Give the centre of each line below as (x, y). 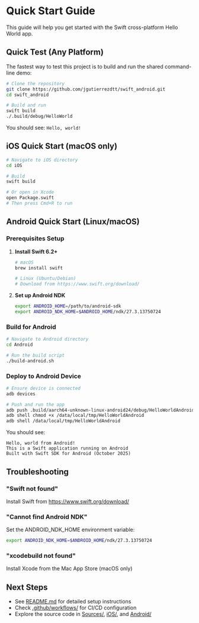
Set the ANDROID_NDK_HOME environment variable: (70, 530)
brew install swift (39, 268)
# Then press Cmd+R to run (39, 203)
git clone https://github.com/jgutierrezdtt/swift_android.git (86, 89)
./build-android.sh (30, 361)
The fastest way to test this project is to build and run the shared (85, 66)
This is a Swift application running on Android (67, 448)
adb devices (21, 394)
